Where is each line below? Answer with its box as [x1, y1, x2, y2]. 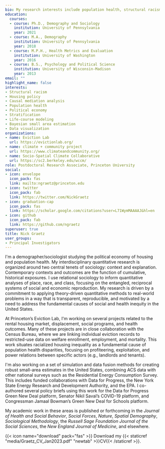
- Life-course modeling [5, 117, 54, 122]
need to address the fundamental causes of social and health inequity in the [5, 301, 159, 307]
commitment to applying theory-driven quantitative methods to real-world [5, 291, 154, 297]
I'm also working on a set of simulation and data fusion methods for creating [5, 362, 160, 368]
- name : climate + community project [5, 145, 82, 150]
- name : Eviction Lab [5, 135, 50, 140]
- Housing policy [5, 94, 41, 99]
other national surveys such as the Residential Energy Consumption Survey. [5, 372, 159, 378]
